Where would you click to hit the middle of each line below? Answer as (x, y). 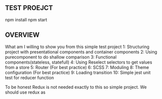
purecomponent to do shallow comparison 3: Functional (61, 57)
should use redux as (25, 92)
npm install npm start (26, 19)
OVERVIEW (22, 35)
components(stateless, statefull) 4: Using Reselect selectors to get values (79, 62)
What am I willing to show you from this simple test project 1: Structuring (77, 47)
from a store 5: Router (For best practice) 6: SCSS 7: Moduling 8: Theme (77, 67)
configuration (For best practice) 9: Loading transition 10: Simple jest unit (78, 72)
